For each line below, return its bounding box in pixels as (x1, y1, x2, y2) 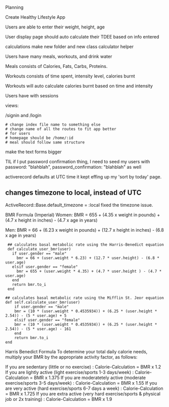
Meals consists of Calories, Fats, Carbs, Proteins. (5, 63, 108, 69)
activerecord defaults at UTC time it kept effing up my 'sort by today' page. (5, 174, 162, 179)
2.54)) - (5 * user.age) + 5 (5, 313, 67, 318)
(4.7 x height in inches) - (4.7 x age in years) (5, 217, 98, 223)
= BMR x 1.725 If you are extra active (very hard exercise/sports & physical (5, 390, 161, 397)
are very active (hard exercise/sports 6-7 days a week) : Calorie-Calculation (5, 385, 163, 391)
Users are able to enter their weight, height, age (5, 24, 105, 30)
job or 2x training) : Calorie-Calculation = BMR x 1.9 (5, 396, 112, 402)
